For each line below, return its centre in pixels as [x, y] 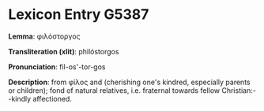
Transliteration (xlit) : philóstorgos [64, 51]
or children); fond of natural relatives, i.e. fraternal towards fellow [114, 90]
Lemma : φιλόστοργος [44, 36]
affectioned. [53, 98]
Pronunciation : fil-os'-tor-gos [57, 67]
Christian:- [239, 90]
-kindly [20, 98]
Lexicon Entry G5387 [79, 15]
